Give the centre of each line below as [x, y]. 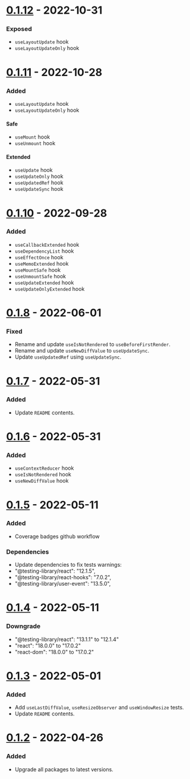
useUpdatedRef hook [39, 183]
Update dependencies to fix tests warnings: [68, 565]
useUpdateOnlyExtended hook [50, 288]
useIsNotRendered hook [43, 475]
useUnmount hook [35, 143]
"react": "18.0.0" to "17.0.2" [48, 645]
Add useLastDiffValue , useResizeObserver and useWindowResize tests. [99, 708]
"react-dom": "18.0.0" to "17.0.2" [54, 652]
